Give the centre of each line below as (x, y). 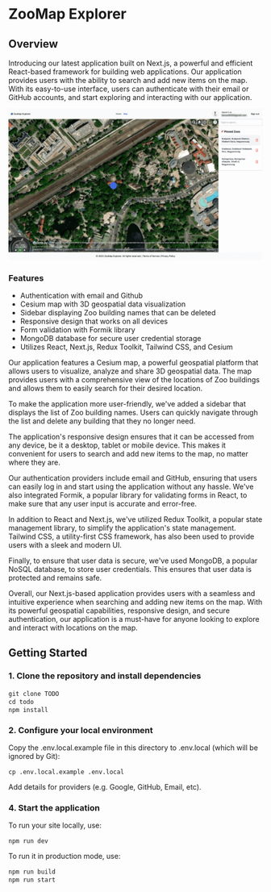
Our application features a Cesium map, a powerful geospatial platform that (133, 363)
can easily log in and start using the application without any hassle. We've (131, 487)
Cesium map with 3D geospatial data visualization (103, 304)
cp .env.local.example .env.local (67, 772)
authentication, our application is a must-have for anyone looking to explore (134, 619)
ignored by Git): (34, 757)
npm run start (32, 880)
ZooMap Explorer (68, 14)
